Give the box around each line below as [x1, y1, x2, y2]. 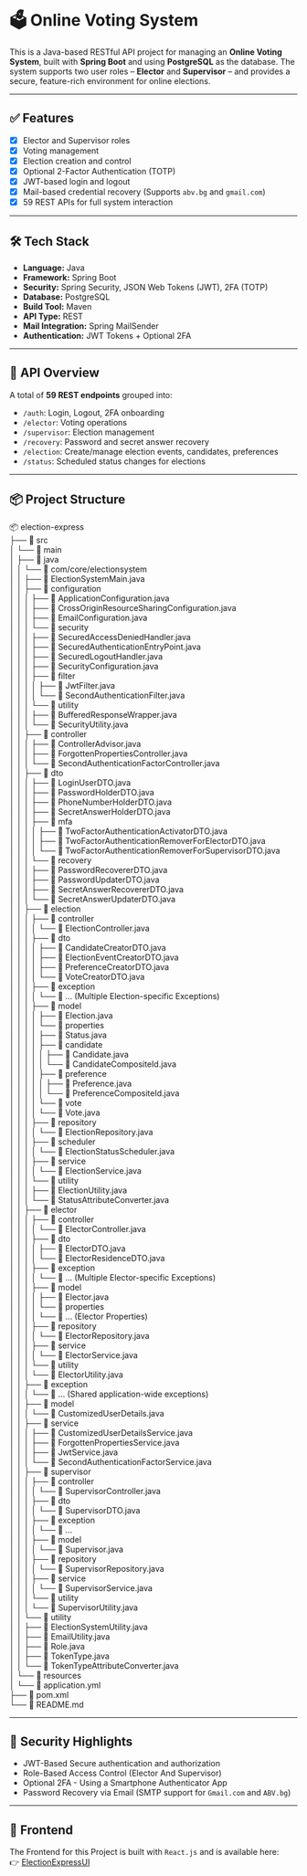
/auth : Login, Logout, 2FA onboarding [22, 406, 164, 418]
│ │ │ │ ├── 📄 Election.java [9, 1009, 113, 1021]
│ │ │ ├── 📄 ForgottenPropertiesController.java [9, 748, 188, 759]
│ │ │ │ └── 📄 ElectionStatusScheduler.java [9, 1145, 175, 1156]
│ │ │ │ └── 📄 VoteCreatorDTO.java [9, 971, 145, 982]
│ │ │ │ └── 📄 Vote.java [9, 1107, 101, 1118]
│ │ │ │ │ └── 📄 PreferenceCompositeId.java [9, 1087, 180, 1099]
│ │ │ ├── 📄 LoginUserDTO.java [9, 776, 132, 788]
